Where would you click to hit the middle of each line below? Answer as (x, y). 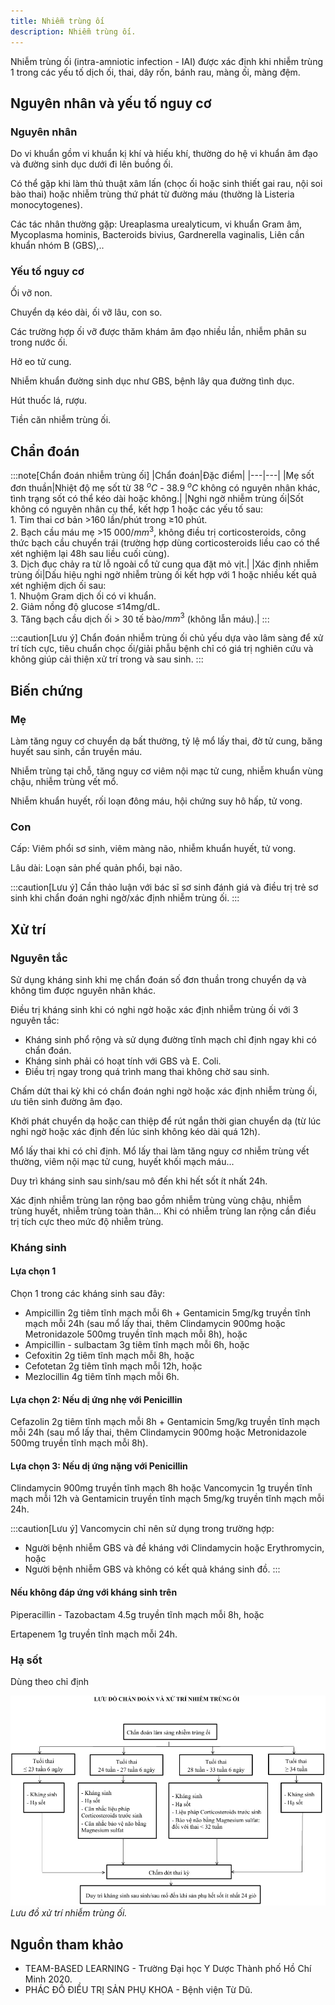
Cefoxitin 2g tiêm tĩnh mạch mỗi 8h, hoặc (109, 1356)
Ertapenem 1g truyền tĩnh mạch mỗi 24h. (94, 1634)
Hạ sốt (26, 1660)
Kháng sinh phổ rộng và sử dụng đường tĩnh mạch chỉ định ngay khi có (170, 1039)
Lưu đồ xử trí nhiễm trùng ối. (69, 1913)
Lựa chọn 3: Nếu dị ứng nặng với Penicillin (99, 1466)
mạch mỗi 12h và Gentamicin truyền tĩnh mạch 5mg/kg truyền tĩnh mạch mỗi (167, 1499)
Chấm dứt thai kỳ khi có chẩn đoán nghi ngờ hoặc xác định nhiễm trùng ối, (164, 1091)
